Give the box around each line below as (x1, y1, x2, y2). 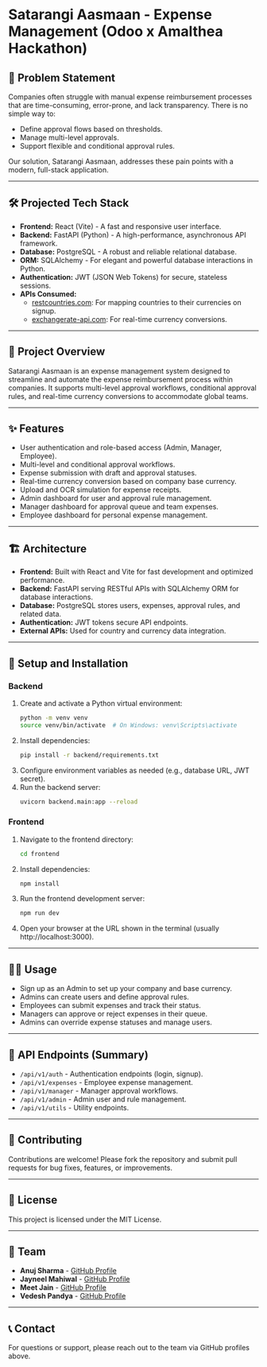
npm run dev (19, 909, 60, 917)
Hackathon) (8, 40, 88, 57)
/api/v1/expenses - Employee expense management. (19, 1077, 193, 1086)
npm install (19, 880, 60, 888)
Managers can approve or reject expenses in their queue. (19, 1009, 208, 1019)
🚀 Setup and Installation (8, 656, 129, 670)
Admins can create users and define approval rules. (19, 992, 189, 1002)
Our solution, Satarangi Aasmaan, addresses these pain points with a (8, 157, 234, 166)
